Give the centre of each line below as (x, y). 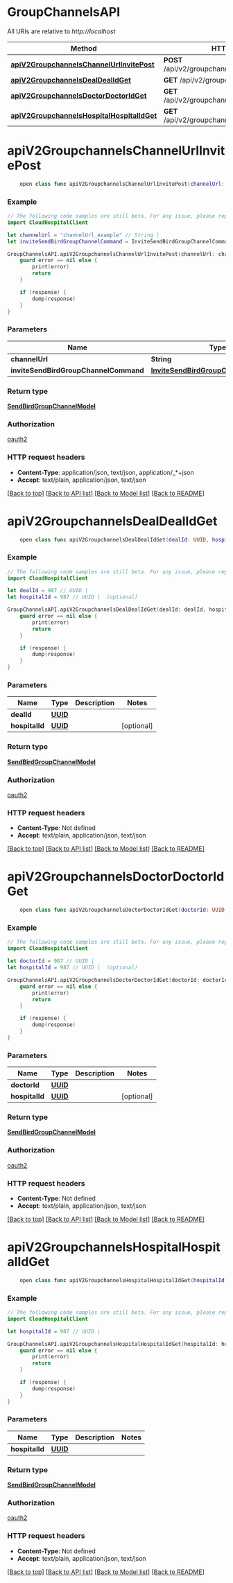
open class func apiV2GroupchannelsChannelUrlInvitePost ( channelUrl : (122, 184)
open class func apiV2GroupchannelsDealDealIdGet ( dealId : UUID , (114, 539)
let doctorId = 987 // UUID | (51, 961)
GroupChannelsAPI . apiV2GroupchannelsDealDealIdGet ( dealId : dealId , (107, 610)
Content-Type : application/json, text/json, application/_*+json (105, 472)
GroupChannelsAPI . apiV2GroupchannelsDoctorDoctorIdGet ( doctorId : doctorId (118, 980)
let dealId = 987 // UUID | (48, 591)
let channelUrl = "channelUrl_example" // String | (83, 235)
